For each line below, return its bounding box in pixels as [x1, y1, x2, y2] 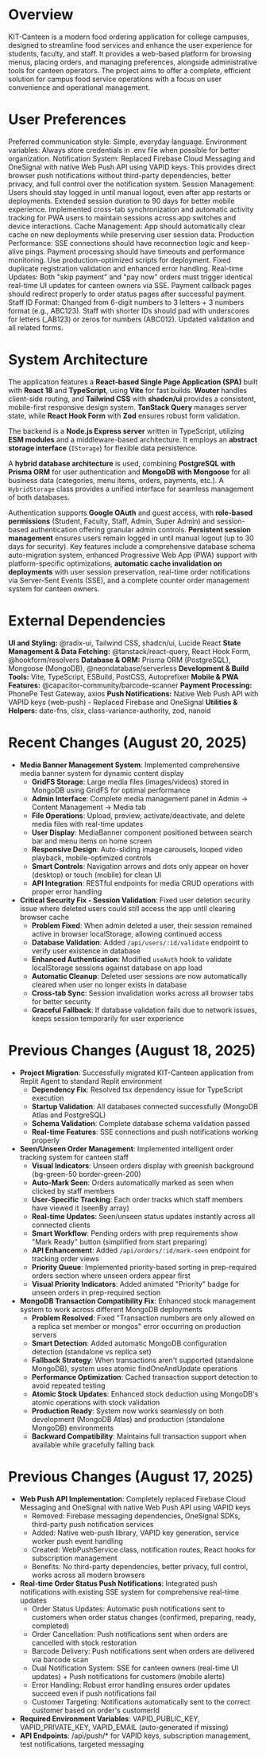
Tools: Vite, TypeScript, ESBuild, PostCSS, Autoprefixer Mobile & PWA [8, 672, 239, 681]
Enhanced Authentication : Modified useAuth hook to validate [31, 954, 233, 964]
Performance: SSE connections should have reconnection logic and [8, 238, 229, 247]
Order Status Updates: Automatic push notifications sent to [31, 1603, 225, 1613]
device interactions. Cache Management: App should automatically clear [8, 221, 246, 231]
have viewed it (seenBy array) [31, 1203, 129, 1213]
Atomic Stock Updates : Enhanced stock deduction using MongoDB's [31, 1389, 259, 1398]
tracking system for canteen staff [19, 1152, 129, 1162]
